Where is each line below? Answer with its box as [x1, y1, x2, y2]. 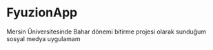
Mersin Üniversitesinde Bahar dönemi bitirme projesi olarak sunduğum [6, 27, 207, 36]
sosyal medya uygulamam [6, 34, 81, 42]
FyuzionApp [6, 5, 78, 21]
